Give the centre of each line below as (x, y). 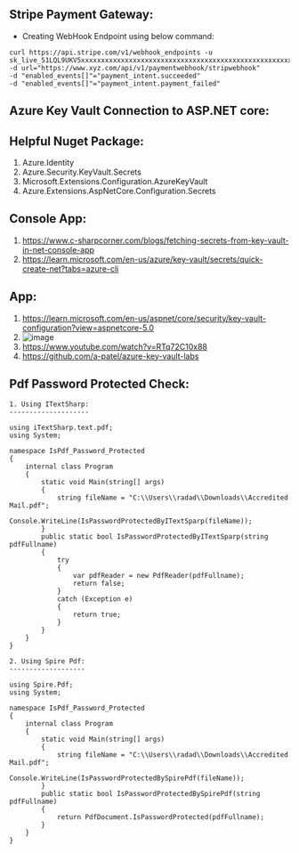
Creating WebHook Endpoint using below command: (118, 36)
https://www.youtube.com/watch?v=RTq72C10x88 (114, 346)
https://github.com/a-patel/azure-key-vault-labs (110, 356)
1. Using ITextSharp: (49, 404)
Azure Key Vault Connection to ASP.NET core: (139, 111)
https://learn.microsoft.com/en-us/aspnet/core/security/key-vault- (144, 318)
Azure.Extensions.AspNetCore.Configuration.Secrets (119, 191)
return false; (99, 584)
